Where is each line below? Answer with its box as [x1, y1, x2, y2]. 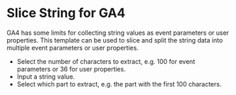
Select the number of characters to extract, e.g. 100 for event [16, 57, 196, 65]
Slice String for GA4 [6, 5, 126, 21]
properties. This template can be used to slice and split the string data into [6, 35, 223, 44]
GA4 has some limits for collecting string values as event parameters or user [6, 28, 230, 37]
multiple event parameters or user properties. [6, 43, 139, 52]
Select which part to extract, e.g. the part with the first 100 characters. [16, 79, 222, 88]
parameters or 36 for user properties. [16, 65, 126, 73]
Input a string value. [16, 72, 76, 81]
